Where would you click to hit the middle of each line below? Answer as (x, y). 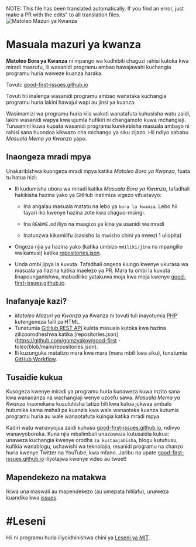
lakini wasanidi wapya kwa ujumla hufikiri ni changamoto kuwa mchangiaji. (96, 120)
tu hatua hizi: (22, 177)
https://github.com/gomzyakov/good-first (67, 340)
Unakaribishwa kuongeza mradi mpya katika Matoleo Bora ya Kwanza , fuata (98, 171)
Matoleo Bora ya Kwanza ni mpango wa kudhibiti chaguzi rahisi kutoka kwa (97, 60)
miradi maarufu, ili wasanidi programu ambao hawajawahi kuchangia (89, 67)
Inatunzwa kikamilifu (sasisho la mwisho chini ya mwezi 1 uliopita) (102, 235)
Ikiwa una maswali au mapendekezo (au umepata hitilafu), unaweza (87, 491)
